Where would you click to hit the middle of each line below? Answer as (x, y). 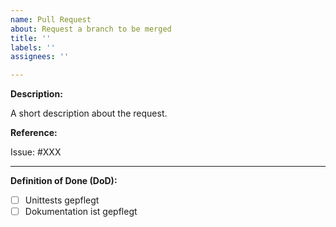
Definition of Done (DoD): (64, 181)
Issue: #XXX (36, 152)
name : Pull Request (51, 19)
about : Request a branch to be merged (91, 29)
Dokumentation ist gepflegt (81, 212)
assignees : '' (40, 57)
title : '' (31, 38)
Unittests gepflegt (62, 200)
